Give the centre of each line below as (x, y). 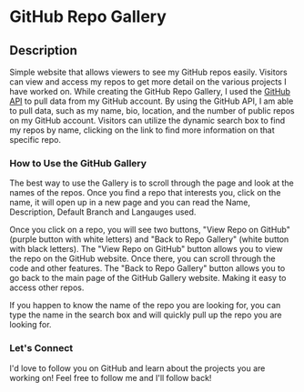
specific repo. (35, 140)
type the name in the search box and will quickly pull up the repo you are (146, 315)
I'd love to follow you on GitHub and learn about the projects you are (137, 368)
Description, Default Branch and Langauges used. (103, 212)
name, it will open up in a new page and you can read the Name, (130, 203)
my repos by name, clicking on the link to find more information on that (142, 130)
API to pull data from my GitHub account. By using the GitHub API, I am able (152, 101)
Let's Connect (41, 348)
